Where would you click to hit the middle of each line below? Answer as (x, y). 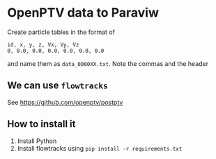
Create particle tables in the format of (61, 32)
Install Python (37, 141)
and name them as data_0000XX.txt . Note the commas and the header (108, 63)
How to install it (41, 124)
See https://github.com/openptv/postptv (65, 102)
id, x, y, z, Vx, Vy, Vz (43, 44)
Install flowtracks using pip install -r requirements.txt (100, 148)
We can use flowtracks (57, 86)
